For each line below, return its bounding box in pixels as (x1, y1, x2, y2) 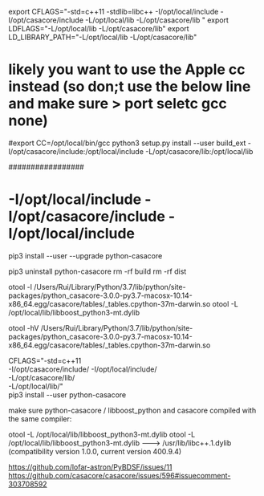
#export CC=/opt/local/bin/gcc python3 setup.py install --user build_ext (8, 138, 246, 148)
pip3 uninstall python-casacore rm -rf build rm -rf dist (8, 266, 187, 276)
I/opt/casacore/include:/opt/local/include (8, 146, 144, 156)
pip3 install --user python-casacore (8, 389, 127, 400)
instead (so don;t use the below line (8, 78, 251, 96)
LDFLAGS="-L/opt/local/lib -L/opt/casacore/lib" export (8, 24, 190, 33)
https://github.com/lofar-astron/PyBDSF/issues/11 (8, 461, 173, 472)
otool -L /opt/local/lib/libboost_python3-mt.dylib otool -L (8, 429, 196, 439)
